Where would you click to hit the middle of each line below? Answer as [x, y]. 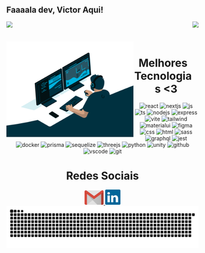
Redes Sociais [103, 176]
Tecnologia [163, 76]
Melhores [163, 63]
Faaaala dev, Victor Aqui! [55, 10]
